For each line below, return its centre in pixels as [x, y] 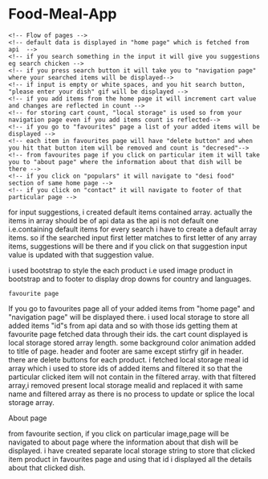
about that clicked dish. [47, 468]
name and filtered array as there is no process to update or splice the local [132, 394]
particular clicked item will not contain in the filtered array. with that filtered [132, 377]
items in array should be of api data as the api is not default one [114, 220]
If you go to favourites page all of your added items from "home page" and [132, 308]
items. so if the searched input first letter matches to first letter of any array [133, 237]
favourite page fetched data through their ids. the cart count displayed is [128, 334]
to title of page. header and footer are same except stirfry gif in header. [126, 351]
